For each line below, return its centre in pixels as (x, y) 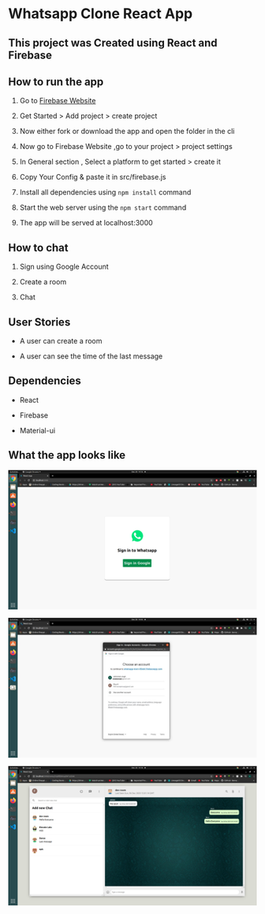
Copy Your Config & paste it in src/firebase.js (93, 177)
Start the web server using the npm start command (103, 208)
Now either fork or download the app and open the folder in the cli (127, 132)
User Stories (39, 322)
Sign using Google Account (64, 267)
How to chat (38, 248)
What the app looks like (67, 455)
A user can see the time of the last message (91, 356)
